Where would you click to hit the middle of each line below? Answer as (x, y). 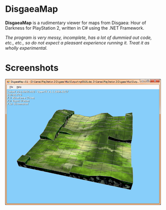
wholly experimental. (26, 48)
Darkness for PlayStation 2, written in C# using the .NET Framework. (75, 28)
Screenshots (32, 68)
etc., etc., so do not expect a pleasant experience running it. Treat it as (77, 42)
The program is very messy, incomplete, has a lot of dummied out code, (79, 37)
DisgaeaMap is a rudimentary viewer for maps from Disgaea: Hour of (76, 23)
